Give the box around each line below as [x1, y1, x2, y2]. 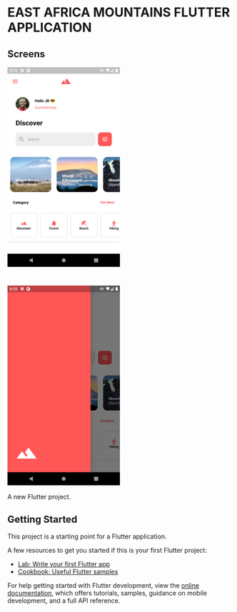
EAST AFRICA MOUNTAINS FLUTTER [7, 4, 231, 21]
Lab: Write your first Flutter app [17, 560, 111, 568]
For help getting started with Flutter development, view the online [7, 581, 200, 589]
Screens [7, 48, 45, 60]
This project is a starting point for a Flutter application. [7, 532, 167, 541]
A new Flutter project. [7, 493, 71, 501]
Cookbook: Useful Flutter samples [17, 568, 118, 576]
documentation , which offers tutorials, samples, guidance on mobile [7, 589, 207, 597]
